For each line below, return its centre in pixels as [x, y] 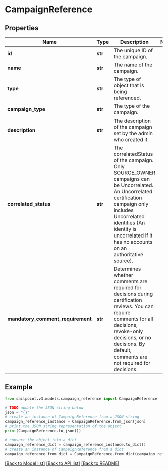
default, [123, 350]
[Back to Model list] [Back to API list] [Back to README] [62, 463]
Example [19, 387]
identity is [125, 229]
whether [124, 275]
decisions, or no [133, 338]
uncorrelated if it [133, 236]
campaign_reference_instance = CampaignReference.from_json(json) [76, 422]
